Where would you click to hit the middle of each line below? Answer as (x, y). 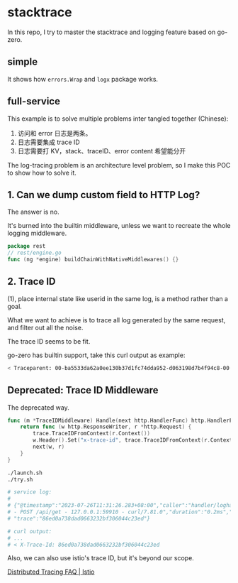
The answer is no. (33, 212)
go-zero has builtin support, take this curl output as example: (96, 355)
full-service (34, 101)
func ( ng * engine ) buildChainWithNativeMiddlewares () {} (93, 260)
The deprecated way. (38, 407)
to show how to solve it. (42, 173)
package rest (27, 246)
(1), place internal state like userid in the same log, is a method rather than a (118, 298)
